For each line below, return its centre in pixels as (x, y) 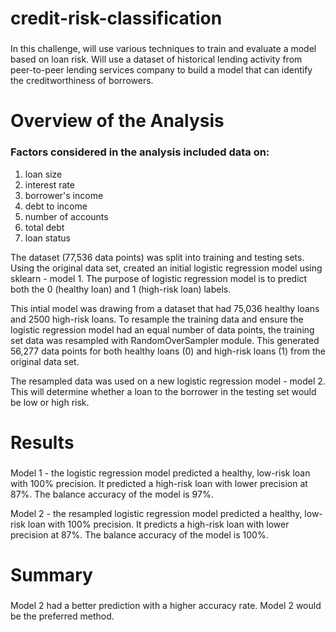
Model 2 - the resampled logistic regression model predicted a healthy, (156, 513)
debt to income (56, 206)
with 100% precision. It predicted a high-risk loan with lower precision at (159, 483)
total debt (44, 227)
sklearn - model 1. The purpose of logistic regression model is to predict (159, 278)
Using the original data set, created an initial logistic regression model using (166, 268)
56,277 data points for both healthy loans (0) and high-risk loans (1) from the (168, 351)
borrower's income (64, 195)
